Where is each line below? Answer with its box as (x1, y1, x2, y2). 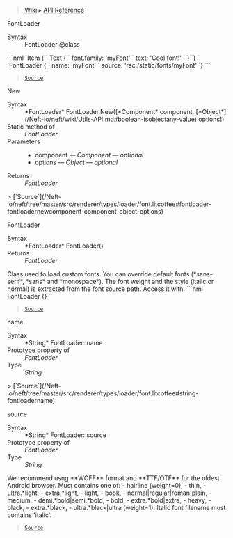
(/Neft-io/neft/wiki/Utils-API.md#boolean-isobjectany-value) (24, 115, 197, 123)
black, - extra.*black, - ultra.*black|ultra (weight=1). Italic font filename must (7, 504, 226, 512)
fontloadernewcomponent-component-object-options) (7, 207, 163, 215)
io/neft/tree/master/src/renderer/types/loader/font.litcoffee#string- (7, 389, 199, 397)
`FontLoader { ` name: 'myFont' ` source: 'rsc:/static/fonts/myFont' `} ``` (7, 61, 211, 69)
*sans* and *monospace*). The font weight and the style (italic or (25, 278, 214, 285)
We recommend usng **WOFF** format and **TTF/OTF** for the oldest (7, 474, 220, 482)
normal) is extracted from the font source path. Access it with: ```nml (7, 285, 203, 293)
